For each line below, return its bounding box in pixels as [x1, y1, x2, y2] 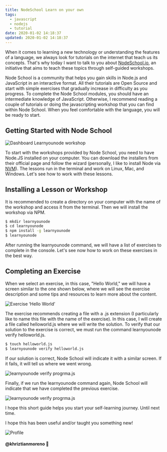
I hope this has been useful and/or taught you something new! [5, 419, 133, 426]
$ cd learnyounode [5, 223, 43, 229]
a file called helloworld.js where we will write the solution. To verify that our [5, 321, 160, 327]
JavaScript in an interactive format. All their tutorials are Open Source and [5, 80, 157, 86]
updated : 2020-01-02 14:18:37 [5, 36, 68, 41]
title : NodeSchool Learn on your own [5, 7, 84, 13]
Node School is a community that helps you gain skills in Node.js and [5, 75, 147, 81]
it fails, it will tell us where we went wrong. [5, 360, 92, 366]
